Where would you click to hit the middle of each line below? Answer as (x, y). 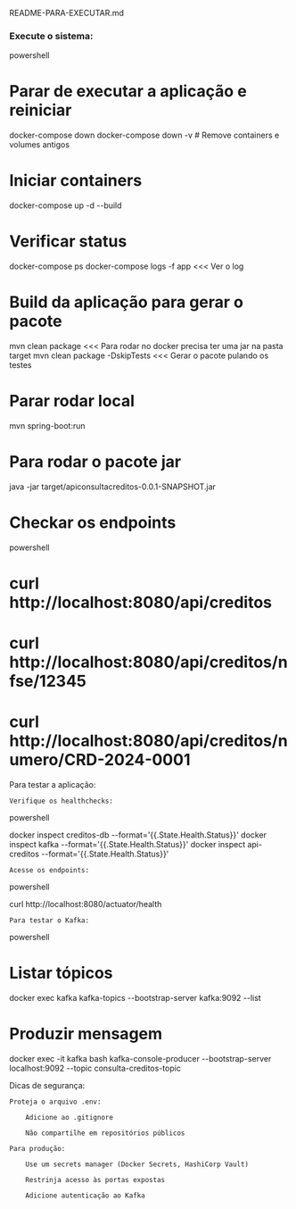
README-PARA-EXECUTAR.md (67, 13)
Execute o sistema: (51, 36)
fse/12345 (48, 681)
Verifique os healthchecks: (62, 801)
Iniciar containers (76, 181)
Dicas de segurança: (47, 1086)
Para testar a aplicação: (53, 785)
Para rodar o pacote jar (95, 462)
